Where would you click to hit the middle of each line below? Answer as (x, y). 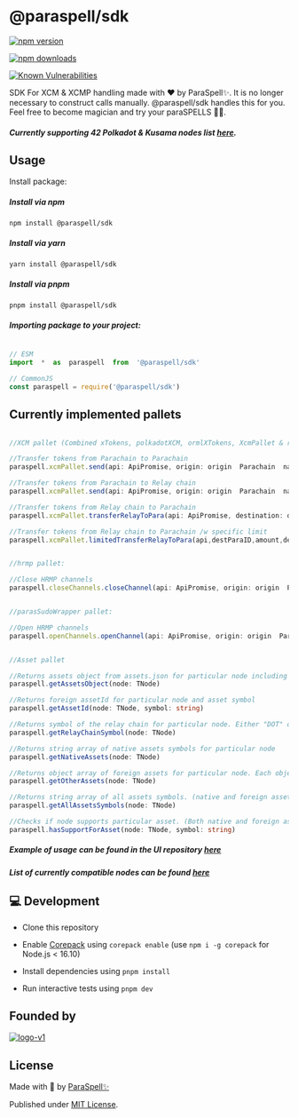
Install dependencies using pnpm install (96, 971)
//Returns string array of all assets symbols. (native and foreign (138, 797)
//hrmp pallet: (37, 564)
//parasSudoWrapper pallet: (61, 612)
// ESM (21, 354)
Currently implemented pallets (95, 415)
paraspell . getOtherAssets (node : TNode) (83, 781)
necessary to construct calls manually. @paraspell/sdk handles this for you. (147, 102)
